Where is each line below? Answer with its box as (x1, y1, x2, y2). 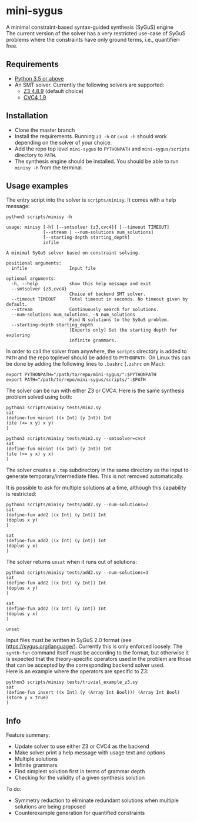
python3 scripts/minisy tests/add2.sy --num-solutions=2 (6, 502, 149, 508)
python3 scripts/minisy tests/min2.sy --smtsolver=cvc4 (6, 436, 146, 442)
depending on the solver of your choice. (14, 139, 112, 146)
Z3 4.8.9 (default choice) (23, 87, 84, 95)
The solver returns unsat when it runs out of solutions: (6, 559, 137, 566)
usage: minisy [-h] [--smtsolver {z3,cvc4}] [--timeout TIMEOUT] (6, 225, 169, 230)
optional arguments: (6, 276, 57, 282)
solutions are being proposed (14, 803, 86, 810)
